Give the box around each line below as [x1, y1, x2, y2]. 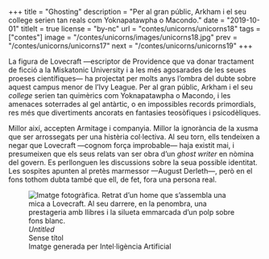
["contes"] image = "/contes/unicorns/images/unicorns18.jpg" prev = [8, 32, 238, 42]
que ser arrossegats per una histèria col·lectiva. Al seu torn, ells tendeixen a [8, 132, 260, 142]
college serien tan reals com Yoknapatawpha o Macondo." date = [8, 15, 226, 25]
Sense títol [28, 233, 64, 242]
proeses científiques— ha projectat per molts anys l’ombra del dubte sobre [8, 74, 256, 83]
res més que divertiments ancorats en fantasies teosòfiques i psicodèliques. [8, 108, 262, 117]
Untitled [28, 224, 55, 234]
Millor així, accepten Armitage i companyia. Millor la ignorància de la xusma [8, 124, 259, 133]
